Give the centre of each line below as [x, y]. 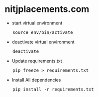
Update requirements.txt [37, 61]
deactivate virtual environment [43, 42]
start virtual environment [37, 23]
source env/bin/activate [43, 32]
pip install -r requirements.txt [53, 89]
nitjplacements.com [47, 9]
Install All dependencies [36, 80]
